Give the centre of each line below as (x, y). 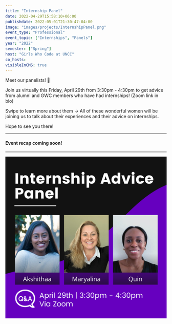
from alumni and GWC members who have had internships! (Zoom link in (82, 96)
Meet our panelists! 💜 (28, 80)
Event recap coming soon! (34, 143)
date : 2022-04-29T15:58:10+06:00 (41, 16)
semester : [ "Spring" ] (28, 49)
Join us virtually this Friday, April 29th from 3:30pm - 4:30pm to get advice (84, 90)
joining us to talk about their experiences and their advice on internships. (82, 117)
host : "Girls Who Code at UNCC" (40, 54)
